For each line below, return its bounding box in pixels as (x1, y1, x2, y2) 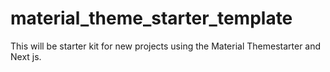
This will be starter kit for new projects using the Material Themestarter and (10, 40, 322, 52)
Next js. (10, 50, 42, 62)
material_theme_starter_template (10, 7, 293, 30)
